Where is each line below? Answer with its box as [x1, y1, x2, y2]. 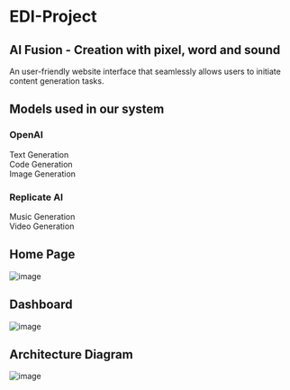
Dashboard [9, 297, 73, 313]
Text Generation [9, 149, 69, 159]
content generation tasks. [9, 76, 104, 86]
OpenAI [9, 129, 43, 141]
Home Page [9, 247, 76, 262]
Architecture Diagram [9, 347, 133, 362]
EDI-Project [9, 6, 97, 27]
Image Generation [9, 168, 77, 179]
